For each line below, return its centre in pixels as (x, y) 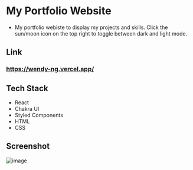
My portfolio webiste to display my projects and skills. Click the (91, 27)
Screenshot (28, 146)
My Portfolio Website (59, 11)
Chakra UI (27, 109)
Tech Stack (27, 88)
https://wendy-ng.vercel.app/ (50, 69)
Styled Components (39, 115)
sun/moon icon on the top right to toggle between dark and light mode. (101, 33)
